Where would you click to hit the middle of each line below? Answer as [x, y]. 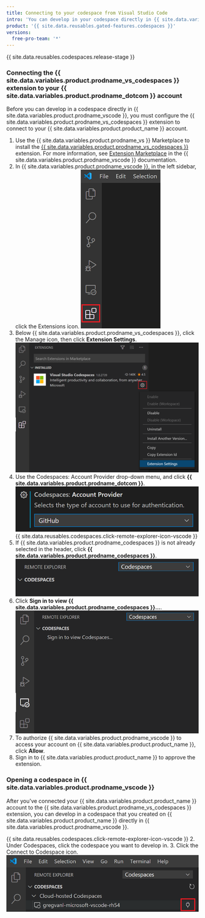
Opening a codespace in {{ [47, 780]
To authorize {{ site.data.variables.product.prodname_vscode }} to [98, 738]
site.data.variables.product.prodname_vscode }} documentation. [96, 160]
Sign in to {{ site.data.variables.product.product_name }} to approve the [105, 758]
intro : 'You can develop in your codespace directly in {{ [83, 19]
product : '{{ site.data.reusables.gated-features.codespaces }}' [91, 26]
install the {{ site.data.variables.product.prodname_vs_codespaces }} [102, 147]
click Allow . [30, 751]
